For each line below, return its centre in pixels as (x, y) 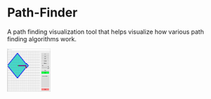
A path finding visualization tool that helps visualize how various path (105, 32)
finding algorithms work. (42, 38)
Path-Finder (43, 13)
